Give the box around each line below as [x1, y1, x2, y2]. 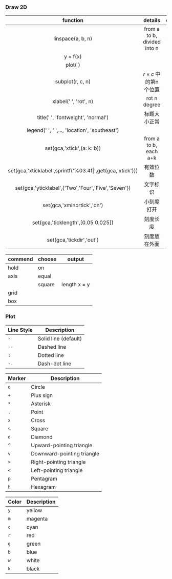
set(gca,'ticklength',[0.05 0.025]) [32, 219, 114, 226]
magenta [26, 515, 48, 522]
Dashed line [37, 343, 67, 350]
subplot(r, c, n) [55, 78, 91, 85]
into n [145, 45, 159, 52]
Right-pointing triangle [30, 458, 86, 465]
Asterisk [30, 400, 51, 407]
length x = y [61, 281, 90, 288]
